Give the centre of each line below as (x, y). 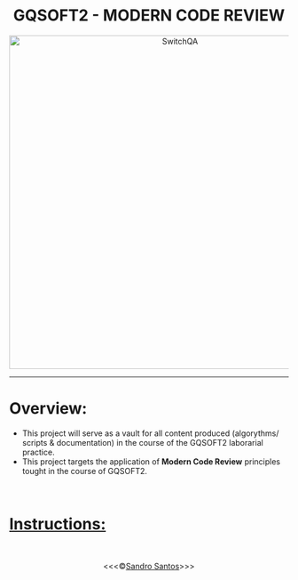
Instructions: (58, 524)
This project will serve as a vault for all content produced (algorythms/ (150, 433)
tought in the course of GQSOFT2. (85, 471)
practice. (38, 452)
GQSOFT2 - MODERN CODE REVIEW (149, 16)
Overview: (48, 409)
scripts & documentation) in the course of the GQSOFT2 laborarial (142, 442)
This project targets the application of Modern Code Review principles (151, 461)
